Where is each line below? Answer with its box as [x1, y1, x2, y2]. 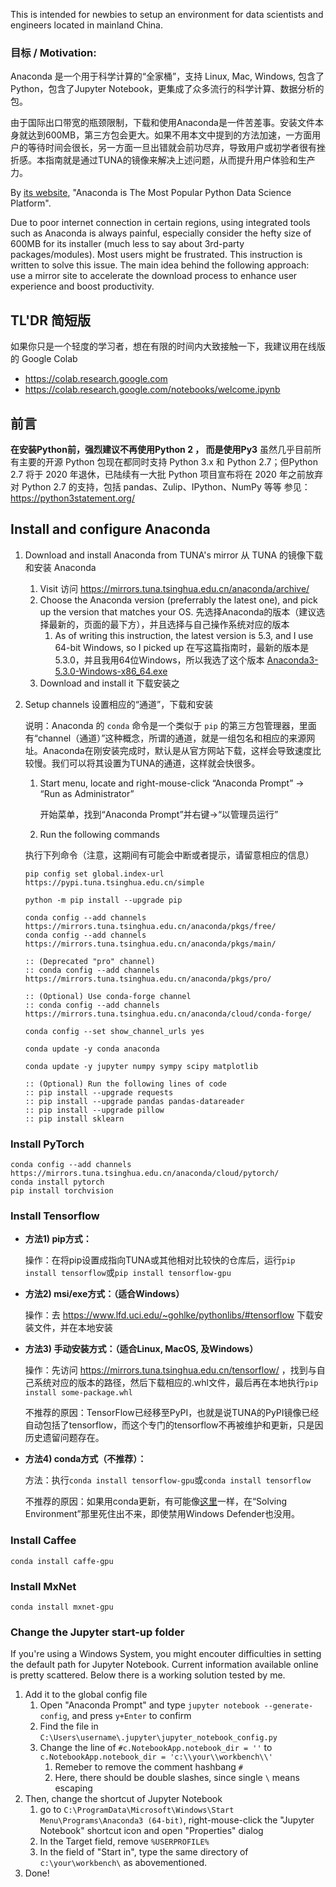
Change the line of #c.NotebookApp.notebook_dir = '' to [39, 1742, 273, 1754]
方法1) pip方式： [24, 1233, 92, 1245]
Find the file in [39, 1720, 99, 1733]
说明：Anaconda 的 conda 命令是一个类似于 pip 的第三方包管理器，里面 [24, 719, 317, 731]
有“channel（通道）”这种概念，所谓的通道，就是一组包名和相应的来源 [24, 732, 307, 744]
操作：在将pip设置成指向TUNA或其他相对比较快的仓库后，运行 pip [24, 1254, 296, 1266]
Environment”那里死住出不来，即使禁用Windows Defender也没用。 [24, 1508, 301, 1520]
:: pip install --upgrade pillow [24, 1105, 165, 1115]
